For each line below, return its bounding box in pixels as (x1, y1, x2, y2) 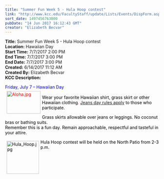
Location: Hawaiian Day (5, 44, 54, 50)
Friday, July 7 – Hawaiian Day (5, 84, 64, 90)
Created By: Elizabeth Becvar (5, 70, 65, 75)
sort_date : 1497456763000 (5, 16, 58, 21)
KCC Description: (5, 75, 41, 81)
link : (5, 12, 16, 17)
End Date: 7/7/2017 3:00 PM (5, 59, 62, 65)
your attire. (5, 130, 27, 136)
